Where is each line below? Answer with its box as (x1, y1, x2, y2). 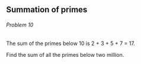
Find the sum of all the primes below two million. (6, 51, 124, 58)
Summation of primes (6, 5, 88, 15)
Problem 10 (6, 21, 34, 28)
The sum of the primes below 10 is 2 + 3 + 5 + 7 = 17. (6, 40, 135, 47)
